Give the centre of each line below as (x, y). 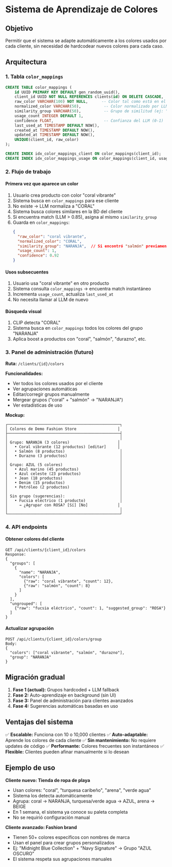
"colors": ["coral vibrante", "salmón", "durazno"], (67, 653)
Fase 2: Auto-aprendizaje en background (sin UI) (64, 695)
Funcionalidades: (24, 373)
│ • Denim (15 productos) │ (64, 482)
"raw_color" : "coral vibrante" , (52, 237)
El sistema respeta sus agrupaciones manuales (62, 859)
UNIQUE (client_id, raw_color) (47, 140)
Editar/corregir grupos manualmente (51, 394)
